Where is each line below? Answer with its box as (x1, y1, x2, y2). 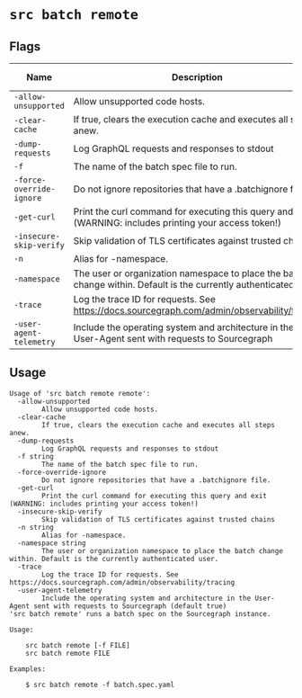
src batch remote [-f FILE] (25, 640, 130, 649)
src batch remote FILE (25, 649, 111, 658)
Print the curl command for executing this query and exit (41, 491, 268, 500)
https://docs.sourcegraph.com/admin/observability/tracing (9, 577, 235, 586)
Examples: (9, 664, 47, 674)
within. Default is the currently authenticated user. (9, 554, 219, 563)
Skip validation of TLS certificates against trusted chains (41, 515, 276, 523)
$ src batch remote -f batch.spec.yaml (25, 680, 175, 689)
